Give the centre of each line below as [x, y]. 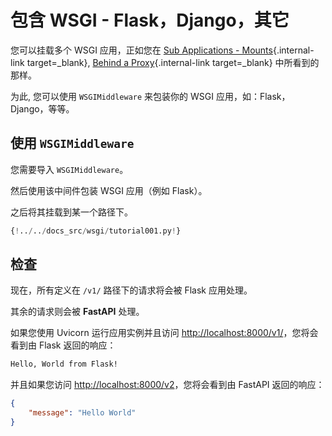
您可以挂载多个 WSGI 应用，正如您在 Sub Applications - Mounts [141, 50]
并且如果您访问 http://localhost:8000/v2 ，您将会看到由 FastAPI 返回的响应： [167, 385]
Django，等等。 [42, 108]
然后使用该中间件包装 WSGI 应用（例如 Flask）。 [109, 190]
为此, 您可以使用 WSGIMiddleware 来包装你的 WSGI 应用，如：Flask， [150, 96]
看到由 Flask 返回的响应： [63, 345]
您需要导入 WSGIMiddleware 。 [69, 169]
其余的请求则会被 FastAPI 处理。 [77, 312]
